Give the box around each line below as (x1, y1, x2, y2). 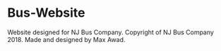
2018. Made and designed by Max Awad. (7, 35, 126, 43)
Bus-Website (7, 5, 85, 21)
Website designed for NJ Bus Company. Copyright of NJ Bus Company (7, 28, 214, 36)
